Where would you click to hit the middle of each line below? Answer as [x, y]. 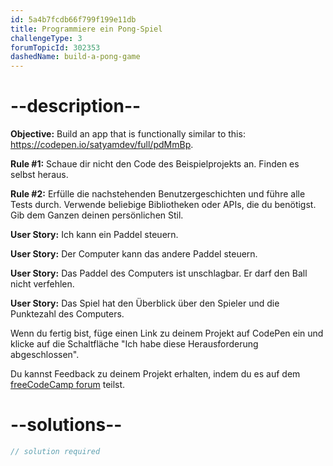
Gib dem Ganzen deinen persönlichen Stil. [97, 215]
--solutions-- [66, 425]
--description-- [76, 106]
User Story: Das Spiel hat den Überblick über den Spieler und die [145, 303]
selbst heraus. [39, 175]
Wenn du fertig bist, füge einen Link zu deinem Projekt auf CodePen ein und [167, 333]
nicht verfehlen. [42, 284]
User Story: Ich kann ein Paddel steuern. [94, 235]
